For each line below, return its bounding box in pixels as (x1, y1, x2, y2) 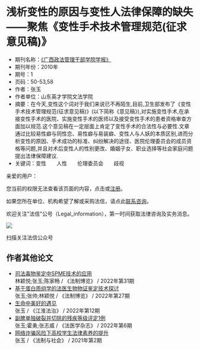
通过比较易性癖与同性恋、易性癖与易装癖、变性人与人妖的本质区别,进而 (14, 130, 188, 137)
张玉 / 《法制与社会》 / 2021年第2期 (14, 337, 102, 344)
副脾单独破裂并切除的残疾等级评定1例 (14, 314, 106, 321)
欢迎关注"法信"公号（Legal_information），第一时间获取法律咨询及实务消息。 (6, 210, 193, 217)
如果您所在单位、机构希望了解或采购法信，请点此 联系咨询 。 (6, 197, 152, 205)
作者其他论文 (6, 253, 53, 263)
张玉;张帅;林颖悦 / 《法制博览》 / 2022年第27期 (14, 292, 130, 299)
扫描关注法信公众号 (6, 234, 53, 241)
